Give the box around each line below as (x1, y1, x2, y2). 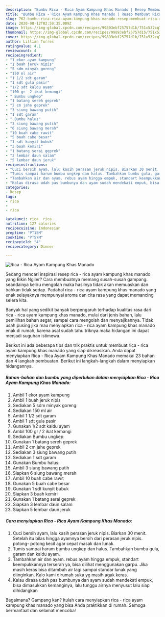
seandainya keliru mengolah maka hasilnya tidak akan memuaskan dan (5, 282, 149, 287)
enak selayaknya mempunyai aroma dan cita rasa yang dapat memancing (5, 292, 154, 298)
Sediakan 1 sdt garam (12, 455, 56, 461)
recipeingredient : (5, 52, 43, 58)
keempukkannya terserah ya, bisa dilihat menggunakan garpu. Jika (12, 562, 148, 567)
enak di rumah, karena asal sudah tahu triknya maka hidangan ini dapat (5, 328, 149, 334)
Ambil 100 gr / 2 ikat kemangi (12, 429, 71, 435)
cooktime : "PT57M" (5, 235, 43, 240)
